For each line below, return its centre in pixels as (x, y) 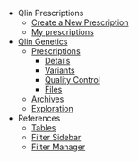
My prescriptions (62, 32)
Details (57, 61)
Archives (47, 99)
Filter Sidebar (56, 137)
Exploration (52, 108)
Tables (43, 128)
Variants (60, 70)
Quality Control (72, 80)
